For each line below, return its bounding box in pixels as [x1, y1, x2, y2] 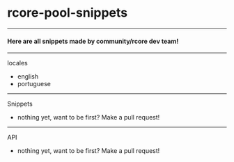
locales [7, 59, 28, 67]
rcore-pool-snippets [7, 5, 127, 21]
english [17, 72, 39, 81]
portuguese [17, 80, 51, 88]
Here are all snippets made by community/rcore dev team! [7, 37, 179, 45]
